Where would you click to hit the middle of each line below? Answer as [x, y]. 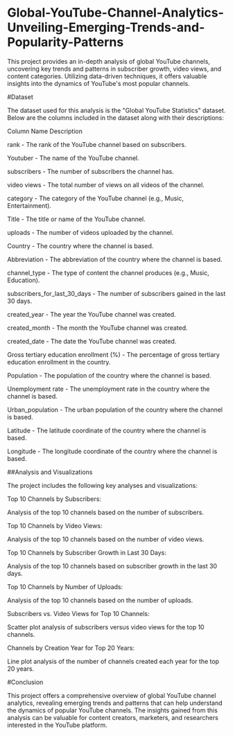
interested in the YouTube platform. [57, 725]
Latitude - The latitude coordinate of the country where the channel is [107, 430]
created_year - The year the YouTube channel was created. [92, 314]
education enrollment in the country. [59, 362]
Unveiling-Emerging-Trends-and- [106, 27]
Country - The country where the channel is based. [80, 246]
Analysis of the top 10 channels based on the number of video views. [106, 539]
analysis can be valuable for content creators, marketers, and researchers [113, 717]
